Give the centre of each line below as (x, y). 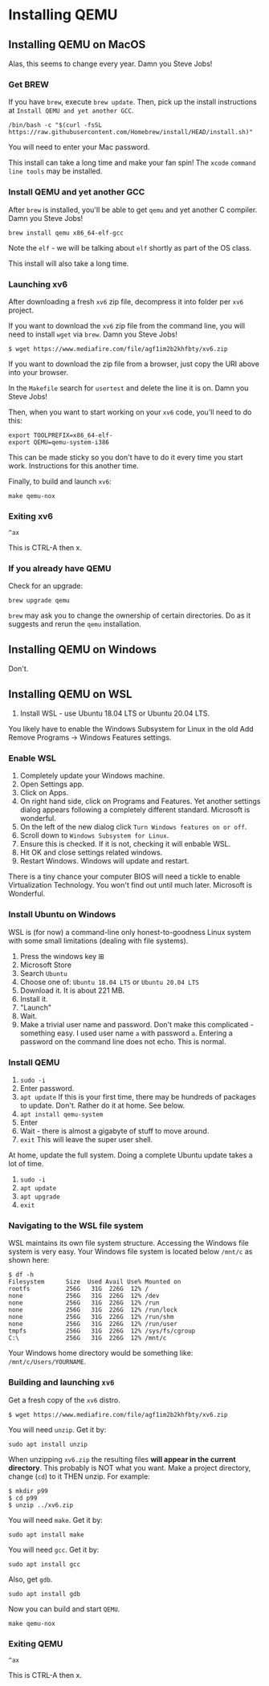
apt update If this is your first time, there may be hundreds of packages (138, 1097)
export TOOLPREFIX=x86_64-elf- (61, 435)
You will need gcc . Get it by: (54, 1549)
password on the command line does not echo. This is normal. (123, 1041)
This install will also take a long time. (69, 263)
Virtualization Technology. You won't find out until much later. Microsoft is (130, 885)
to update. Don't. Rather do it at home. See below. (102, 1105)
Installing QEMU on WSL (70, 694)
